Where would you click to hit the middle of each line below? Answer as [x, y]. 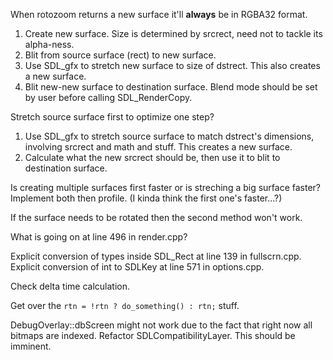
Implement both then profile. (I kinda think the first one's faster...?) [146, 198]
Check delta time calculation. [70, 286]
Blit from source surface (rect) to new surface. [120, 55]
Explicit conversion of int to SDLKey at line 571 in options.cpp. [137, 267]
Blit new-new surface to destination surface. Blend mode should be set [171, 87]
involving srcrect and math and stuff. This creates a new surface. [158, 147]
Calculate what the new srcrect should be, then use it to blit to [152, 157]
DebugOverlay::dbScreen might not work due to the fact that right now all [161, 325]
